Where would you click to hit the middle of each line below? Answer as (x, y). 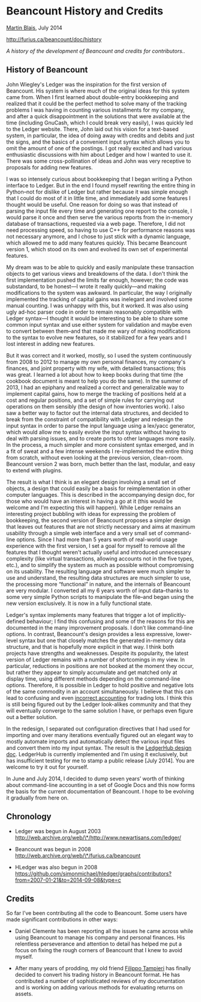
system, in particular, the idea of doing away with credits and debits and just (100, 135)
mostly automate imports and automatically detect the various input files (95, 741)
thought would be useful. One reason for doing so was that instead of (92, 204)
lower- (184, 634)
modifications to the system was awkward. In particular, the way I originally (99, 293)
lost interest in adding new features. (50, 344)
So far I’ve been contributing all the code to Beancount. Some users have (97, 913)
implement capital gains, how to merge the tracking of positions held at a (96, 393)
